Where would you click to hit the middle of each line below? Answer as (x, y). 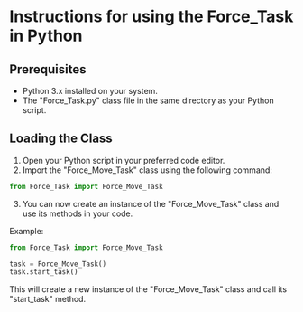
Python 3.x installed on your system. (90, 91)
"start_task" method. (48, 299)
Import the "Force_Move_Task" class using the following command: (147, 170)
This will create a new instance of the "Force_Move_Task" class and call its (148, 289)
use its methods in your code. (78, 213)
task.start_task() (44, 272)
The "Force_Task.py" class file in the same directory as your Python (148, 100)
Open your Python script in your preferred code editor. (124, 160)
